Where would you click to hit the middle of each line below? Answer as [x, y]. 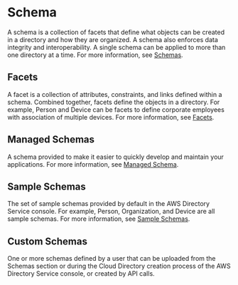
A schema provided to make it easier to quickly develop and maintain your [115, 157]
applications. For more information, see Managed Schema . [93, 164]
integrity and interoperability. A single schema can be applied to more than [117, 47]
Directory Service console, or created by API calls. [81, 274]
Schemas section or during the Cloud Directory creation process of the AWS [119, 266]
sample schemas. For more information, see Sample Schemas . [99, 219]
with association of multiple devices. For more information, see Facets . [111, 117]
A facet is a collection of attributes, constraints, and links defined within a [115, 94]
